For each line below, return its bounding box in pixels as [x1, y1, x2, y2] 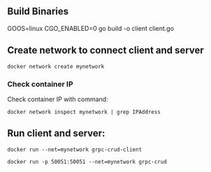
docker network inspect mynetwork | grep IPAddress [7, 108, 161, 115]
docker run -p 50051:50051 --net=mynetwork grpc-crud [7, 158, 168, 165]
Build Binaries [7, 6, 69, 17]
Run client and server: [7, 127, 105, 139]
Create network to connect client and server [7, 45, 204, 57]
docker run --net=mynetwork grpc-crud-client [7, 146, 142, 153]
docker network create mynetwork [7, 63, 105, 70]
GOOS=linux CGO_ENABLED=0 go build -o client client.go [7, 24, 175, 32]
